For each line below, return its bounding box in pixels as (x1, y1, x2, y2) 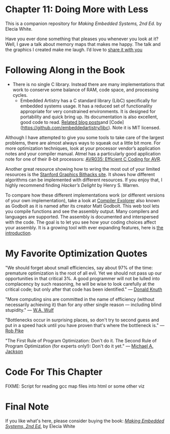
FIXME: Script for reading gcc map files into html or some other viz (5, 383, 145, 389)
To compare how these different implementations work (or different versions (5, 192, 165, 198)
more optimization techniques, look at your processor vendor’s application (5, 145, 161, 151)
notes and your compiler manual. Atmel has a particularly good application (5, 150, 161, 156)
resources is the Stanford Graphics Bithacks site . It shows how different (5, 171, 155, 177)
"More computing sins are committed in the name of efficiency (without (5, 296, 155, 302)
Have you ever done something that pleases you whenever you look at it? (5, 36, 159, 42)
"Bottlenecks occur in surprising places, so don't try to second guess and (5, 317, 159, 323)
